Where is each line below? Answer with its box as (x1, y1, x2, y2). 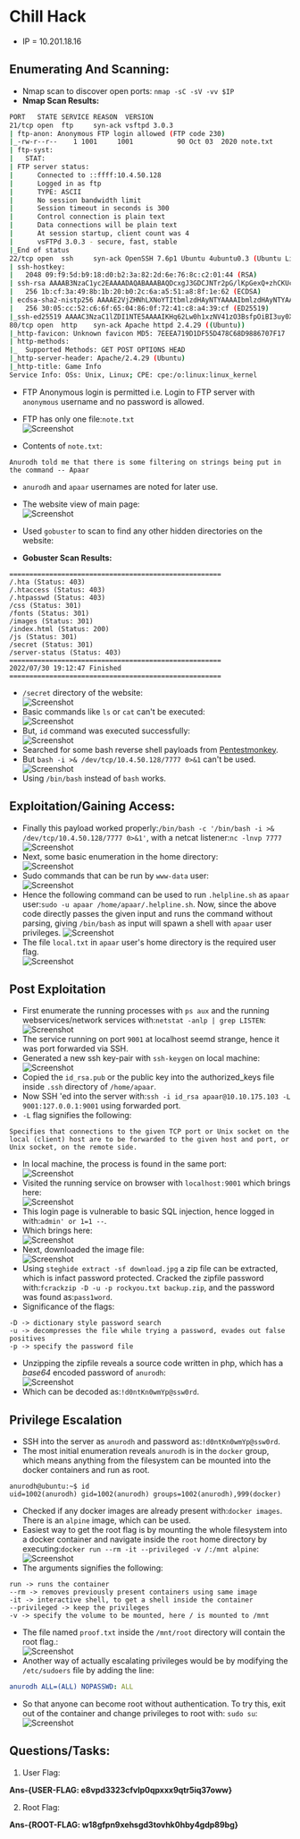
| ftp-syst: (9, 146, 54, 155)
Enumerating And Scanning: (9, 62, 170, 77)
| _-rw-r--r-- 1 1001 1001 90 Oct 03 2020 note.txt (9, 137, 274, 147)
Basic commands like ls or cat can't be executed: (21, 706, 205, 717)
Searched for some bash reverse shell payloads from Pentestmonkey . (21, 744, 279, 755)
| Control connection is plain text (9, 212, 166, 221)
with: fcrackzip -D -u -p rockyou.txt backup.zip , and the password (21, 1282, 275, 1293)
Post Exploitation (9, 981, 106, 996)
